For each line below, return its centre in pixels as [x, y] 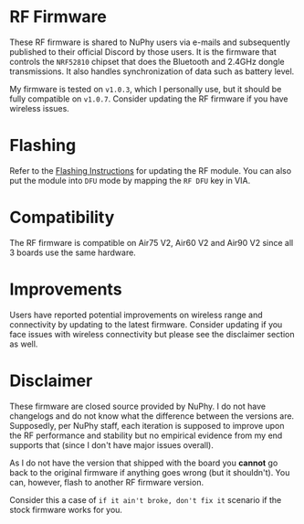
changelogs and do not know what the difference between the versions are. [152, 416]
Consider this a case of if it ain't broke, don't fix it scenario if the [146, 499]
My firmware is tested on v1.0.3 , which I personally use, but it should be [146, 89]
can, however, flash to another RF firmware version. [106, 482]
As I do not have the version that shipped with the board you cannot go [144, 463]
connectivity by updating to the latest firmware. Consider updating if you [146, 324]
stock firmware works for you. [66, 509]
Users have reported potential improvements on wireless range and [136, 315]
